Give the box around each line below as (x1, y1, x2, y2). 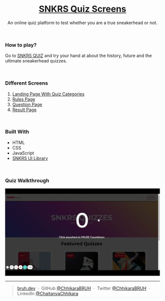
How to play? (5, 41, 37, 48)
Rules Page (12, 96, 35, 102)
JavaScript (12, 150, 34, 156)
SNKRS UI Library (12, 155, 48, 161)
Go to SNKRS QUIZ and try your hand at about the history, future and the (5, 53, 152, 59)
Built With (5, 128, 29, 135)
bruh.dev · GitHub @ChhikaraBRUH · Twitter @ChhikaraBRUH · (17, 285, 150, 291)
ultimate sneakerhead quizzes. (5, 58, 67, 64)
